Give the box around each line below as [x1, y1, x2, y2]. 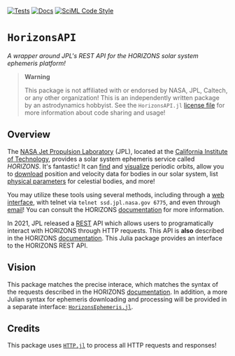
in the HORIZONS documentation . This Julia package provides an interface [7, 234, 222, 242]
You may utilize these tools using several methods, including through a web [7, 190, 225, 199]
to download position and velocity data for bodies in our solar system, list [7, 169, 218, 178]
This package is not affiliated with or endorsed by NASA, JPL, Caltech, [24, 86, 228, 94]
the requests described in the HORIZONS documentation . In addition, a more [7, 287, 228, 296]
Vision [7, 262, 36, 273]
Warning [24, 72, 50, 80]
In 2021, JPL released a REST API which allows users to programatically [7, 219, 214, 227]
